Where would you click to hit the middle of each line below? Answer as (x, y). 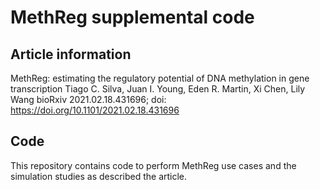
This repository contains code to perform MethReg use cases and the (153, 165)
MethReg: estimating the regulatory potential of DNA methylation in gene (160, 78)
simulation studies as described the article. (99, 176)
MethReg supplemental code (132, 17)
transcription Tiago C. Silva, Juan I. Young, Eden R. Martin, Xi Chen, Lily (158, 89)
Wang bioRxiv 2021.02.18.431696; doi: (88, 99)
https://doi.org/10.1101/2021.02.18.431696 (95, 110)
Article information (71, 54)
